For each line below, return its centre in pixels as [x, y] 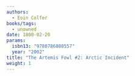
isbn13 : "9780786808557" [43, 47]
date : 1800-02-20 [28, 35]
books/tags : [21, 23]
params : [16, 40]
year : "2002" [28, 52]
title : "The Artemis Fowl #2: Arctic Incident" [68, 58]
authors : [17, 12]
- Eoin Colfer [30, 18]
